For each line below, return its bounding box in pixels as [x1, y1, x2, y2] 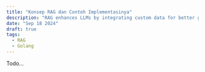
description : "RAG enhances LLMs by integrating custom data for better [6, 15, 195, 21]
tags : [6, 32, 20, 38]
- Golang [12, 43, 34, 49]
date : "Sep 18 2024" [6, 20, 59, 26]
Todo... [6, 59, 24, 67]
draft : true [6, 26, 37, 32]
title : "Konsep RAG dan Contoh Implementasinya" [6, 9, 132, 15]
